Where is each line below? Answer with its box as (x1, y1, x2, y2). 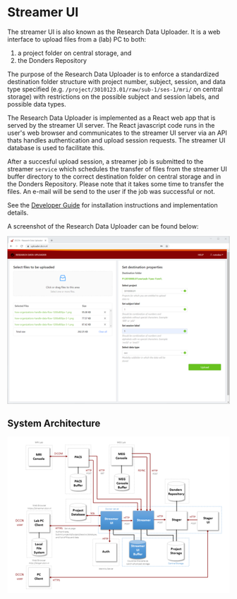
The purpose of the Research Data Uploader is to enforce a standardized (7, 70, 219, 78)
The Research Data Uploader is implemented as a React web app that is (7, 114, 216, 122)
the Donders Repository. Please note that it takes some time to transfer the (7, 179, 224, 188)
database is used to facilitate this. (7, 143, 105, 152)
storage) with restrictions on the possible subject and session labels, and (7, 92, 220, 101)
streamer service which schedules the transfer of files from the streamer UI (7, 164, 227, 173)
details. (7, 208, 29, 217)
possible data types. (7, 99, 66, 108)
